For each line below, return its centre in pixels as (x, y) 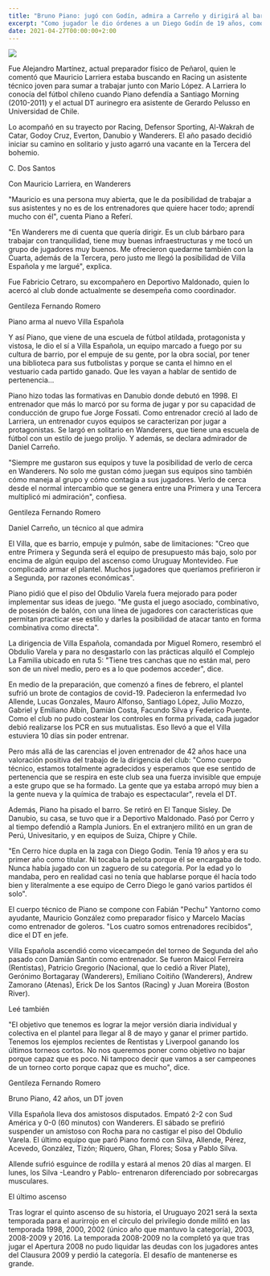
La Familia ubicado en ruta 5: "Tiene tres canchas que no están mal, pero (129, 660)
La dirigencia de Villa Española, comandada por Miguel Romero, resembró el (135, 643)
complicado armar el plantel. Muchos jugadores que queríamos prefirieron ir (135, 569)
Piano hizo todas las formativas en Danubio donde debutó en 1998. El (123, 396)
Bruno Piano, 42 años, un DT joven (66, 1099)
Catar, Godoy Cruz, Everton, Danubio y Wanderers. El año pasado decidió (130, 136)
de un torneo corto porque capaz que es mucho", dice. (99, 1067)
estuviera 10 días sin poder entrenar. (69, 736)
